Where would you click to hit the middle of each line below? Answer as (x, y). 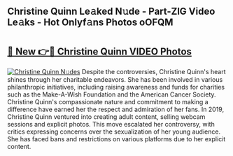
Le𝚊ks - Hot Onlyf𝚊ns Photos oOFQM (90, 23)
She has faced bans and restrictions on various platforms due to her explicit (116, 139)
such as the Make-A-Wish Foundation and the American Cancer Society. (112, 94)
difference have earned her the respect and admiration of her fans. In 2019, (116, 109)
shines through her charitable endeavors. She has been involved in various (115, 79)
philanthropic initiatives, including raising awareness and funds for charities (116, 87)
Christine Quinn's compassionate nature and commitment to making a (108, 102)
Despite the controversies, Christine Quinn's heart (154, 72)
